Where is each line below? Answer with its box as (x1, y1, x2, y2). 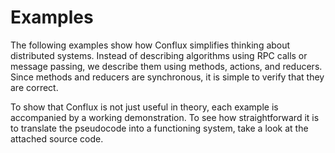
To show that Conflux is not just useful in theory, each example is (10, 101, 279, 113)
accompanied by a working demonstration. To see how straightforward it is (10, 111, 320, 123)
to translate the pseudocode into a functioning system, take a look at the (10, 122, 309, 134)
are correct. (10, 81, 59, 93)
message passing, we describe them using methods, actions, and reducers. (10, 60, 323, 72)
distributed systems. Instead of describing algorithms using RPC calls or (10, 49, 308, 61)
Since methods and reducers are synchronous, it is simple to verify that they (10, 71, 325, 83)
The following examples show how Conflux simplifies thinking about (10, 39, 291, 51)
